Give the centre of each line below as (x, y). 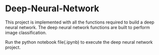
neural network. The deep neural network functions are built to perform (78, 27)
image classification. (26, 32)
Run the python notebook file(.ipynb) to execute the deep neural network (79, 42)
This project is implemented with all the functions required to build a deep (80, 22)
